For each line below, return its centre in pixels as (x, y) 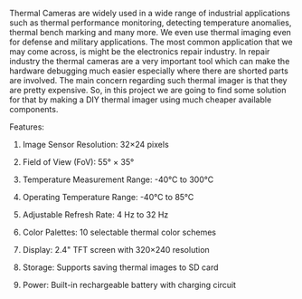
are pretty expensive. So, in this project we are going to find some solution (148, 90)
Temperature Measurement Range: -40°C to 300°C (118, 179)
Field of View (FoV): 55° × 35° (78, 162)
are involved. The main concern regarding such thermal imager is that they (148, 80)
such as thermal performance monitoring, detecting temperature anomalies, (151, 23)
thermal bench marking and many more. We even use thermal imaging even (151, 32)
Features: (27, 127)
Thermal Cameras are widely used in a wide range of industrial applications (150, 13)
